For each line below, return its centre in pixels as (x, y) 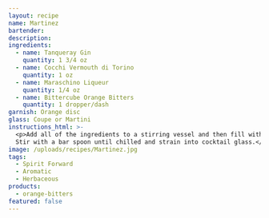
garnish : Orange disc (44, 113)
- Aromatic (34, 172)
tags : (17, 157)
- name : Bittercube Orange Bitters (75, 97)
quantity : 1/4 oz (52, 90)
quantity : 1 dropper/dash (66, 105)
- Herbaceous (37, 179)
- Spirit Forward (44, 164)
